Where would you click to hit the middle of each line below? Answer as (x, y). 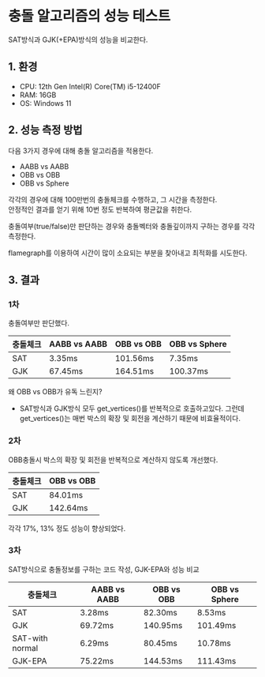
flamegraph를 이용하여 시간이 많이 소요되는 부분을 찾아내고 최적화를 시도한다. (128, 253)
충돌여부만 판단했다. (39, 323)
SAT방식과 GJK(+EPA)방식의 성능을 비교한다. (78, 39)
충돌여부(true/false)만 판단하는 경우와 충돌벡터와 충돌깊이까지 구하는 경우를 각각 (132, 226)
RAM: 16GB (38, 95)
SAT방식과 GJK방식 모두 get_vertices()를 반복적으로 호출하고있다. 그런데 (132, 408)
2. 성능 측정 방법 (45, 130)
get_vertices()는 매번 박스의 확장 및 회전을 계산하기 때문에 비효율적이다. (130, 419)
